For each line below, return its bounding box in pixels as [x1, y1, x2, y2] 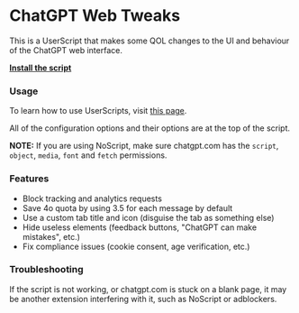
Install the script [9, 62, 72, 73]
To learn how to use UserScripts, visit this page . [9, 106, 187, 116]
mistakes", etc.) [22, 231, 81, 242]
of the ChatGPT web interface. [9, 44, 123, 55]
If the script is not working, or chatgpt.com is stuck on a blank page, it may [9, 283, 287, 294]
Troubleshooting [9, 263, 84, 276]
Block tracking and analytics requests [22, 193, 162, 204]
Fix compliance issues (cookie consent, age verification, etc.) [22, 241, 250, 252]
